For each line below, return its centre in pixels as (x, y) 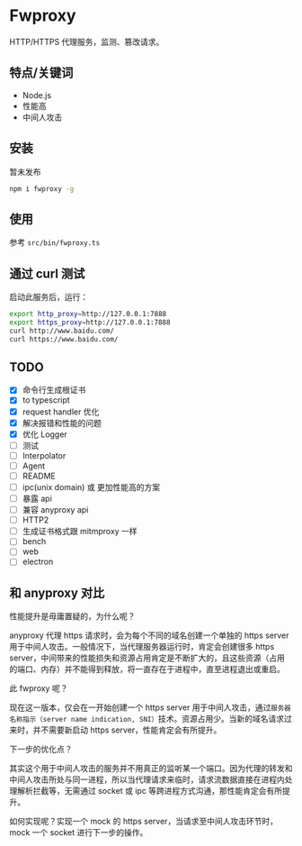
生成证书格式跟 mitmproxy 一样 (80, 532)
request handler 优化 (61, 412)
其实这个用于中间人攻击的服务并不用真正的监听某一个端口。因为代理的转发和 (151, 769)
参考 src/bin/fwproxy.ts (55, 242)
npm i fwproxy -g (42, 189)
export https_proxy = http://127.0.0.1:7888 (90, 322)
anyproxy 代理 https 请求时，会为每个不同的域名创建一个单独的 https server (149, 635)
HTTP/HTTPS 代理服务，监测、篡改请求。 (87, 41)
